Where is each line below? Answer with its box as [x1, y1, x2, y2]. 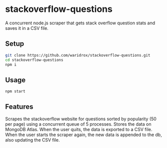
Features [5, 103, 33, 111]
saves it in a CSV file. [5, 25, 49, 31]
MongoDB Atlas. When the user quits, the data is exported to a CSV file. [5, 126, 153, 132]
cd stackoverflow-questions [5, 57, 64, 63]
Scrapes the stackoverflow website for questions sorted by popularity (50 [5, 116, 157, 122]
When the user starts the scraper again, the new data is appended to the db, [5, 132, 162, 138]
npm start [5, 89, 26, 94]
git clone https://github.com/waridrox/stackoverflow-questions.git [5, 53, 151, 58]
